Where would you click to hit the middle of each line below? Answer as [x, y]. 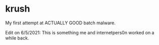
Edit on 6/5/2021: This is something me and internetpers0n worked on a [80, 32]
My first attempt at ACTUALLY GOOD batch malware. [61, 23]
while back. [17, 38]
